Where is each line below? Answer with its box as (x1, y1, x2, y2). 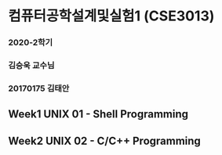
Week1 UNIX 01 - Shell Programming (8, 107, 189, 121)
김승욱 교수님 (8, 60, 55, 71)
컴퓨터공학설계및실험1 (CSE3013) (8, 7, 215, 25)
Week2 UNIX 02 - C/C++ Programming (8, 134, 202, 147)
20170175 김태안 (8, 83, 70, 94)
